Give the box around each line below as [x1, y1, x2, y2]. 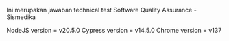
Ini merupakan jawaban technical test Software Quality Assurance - [6, 6, 197, 14]
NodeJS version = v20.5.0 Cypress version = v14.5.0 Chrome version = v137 [6, 27, 222, 34]
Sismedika [6, 13, 36, 21]
